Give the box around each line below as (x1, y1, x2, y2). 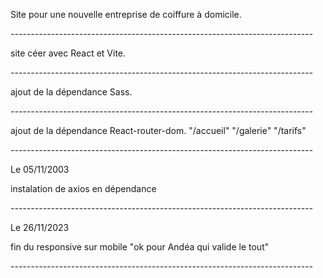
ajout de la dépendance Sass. (10, 86, 133, 98)
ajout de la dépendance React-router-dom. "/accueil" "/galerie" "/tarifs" (10, 125, 307, 136)
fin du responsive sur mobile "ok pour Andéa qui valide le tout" (10, 241, 270, 253)
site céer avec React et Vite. (10, 47, 127, 59)
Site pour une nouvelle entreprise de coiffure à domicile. (10, 9, 242, 20)
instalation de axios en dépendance (10, 183, 157, 194)
